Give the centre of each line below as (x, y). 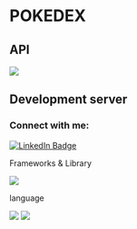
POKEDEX (48, 16)
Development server (68, 100)
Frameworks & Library (51, 163)
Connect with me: (49, 126)
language (27, 198)
